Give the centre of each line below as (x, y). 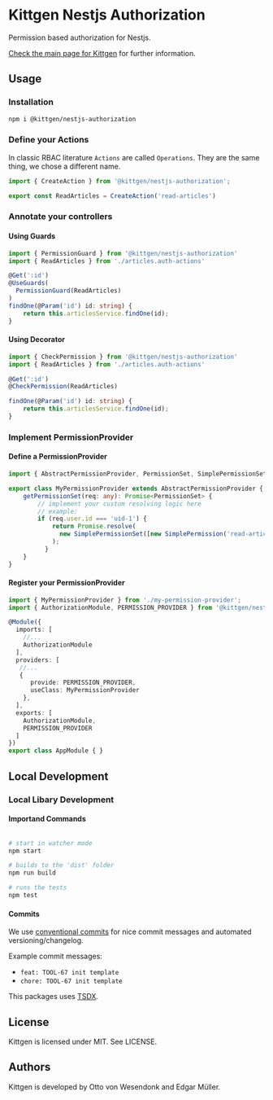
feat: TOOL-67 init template (69, 973)
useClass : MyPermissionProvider (84, 690)
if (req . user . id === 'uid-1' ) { (93, 519)
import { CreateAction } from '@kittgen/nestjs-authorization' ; (119, 181)
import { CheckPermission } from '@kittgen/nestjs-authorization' (123, 357)
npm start (25, 851)
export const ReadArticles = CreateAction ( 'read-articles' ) (113, 196)
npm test (23, 896)
